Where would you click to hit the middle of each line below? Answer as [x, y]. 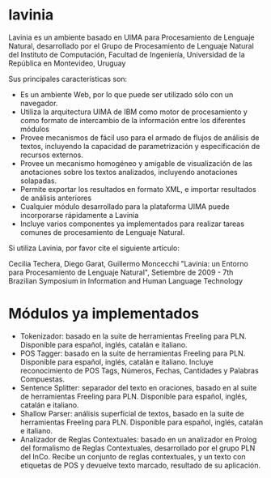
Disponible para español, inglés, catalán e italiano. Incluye [117, 361]
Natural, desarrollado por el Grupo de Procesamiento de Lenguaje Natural [131, 45]
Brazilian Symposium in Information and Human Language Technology [125, 280]
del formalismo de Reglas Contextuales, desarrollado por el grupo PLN [138, 448]
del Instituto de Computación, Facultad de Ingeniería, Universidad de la [127, 54]
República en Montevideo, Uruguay [67, 63]
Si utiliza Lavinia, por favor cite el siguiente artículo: [94, 248]
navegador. [39, 103]
